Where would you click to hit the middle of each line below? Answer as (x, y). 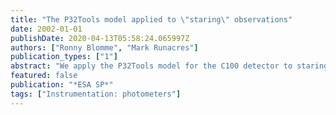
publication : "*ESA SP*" (62, 85)
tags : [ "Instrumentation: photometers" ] (96, 94)
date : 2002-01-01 (46, 29)
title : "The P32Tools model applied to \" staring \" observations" (151, 19)
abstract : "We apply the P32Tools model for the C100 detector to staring (169, 66)
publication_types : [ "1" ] (64, 57)
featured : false (44, 76)
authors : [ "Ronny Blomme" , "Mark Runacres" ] (104, 47)
